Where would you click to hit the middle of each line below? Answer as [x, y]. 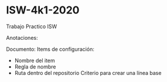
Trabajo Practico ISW [32, 26]
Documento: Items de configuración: [50, 49]
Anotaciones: [22, 37]
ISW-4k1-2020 [43, 10]
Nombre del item [35, 60]
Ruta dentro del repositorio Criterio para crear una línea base [88, 73]
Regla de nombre [35, 66]
